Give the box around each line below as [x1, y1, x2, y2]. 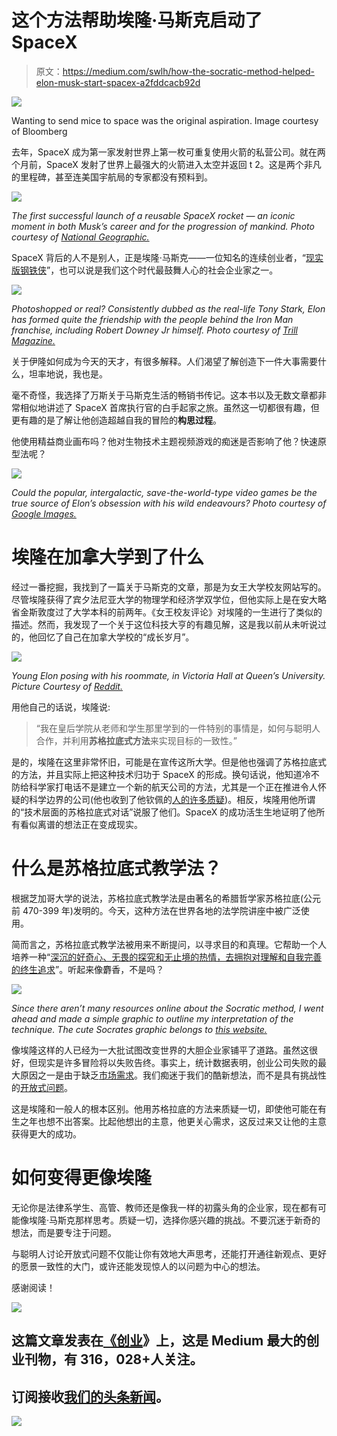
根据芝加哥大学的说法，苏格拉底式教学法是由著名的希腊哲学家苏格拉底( [11, 892, 304, 904]
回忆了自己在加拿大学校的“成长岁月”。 [37, 631, 195, 643]
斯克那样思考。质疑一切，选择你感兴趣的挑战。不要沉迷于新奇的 [57, 1214, 321, 1226]
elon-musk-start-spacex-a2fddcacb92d [35, 76, 201, 88]
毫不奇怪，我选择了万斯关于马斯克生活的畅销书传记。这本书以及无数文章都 [11, 389, 318, 401]
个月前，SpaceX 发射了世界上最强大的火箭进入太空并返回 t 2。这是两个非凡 [11, 158, 322, 170]
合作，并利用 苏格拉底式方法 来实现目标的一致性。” [35, 734, 238, 746]
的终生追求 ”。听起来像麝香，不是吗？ [11, 963, 165, 975]
